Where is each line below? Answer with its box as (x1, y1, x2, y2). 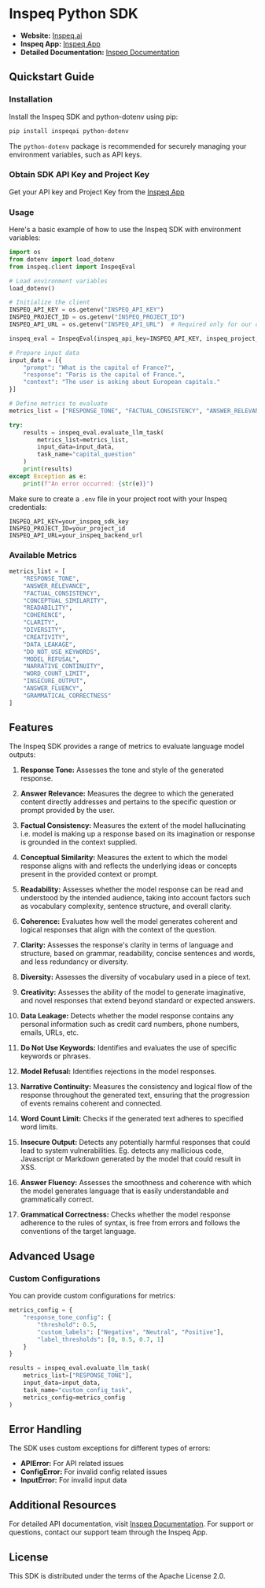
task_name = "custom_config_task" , (23, 1386, 133, 1394)
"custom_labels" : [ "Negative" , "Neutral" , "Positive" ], (37, 1328, 224, 1336)
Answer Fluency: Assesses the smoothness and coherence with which (20, 1178, 252, 1187)
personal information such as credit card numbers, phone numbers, (20, 1020, 240, 1029)
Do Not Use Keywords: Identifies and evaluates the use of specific (20, 1043, 237, 1053)
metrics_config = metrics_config (23, 1394, 126, 1402)
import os (9, 249, 42, 257)
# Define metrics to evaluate (9, 400, 109, 408)
